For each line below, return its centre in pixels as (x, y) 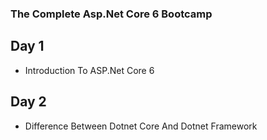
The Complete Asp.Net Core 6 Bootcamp (111, 14)
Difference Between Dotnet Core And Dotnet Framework (141, 126)
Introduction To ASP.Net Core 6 (89, 70)
